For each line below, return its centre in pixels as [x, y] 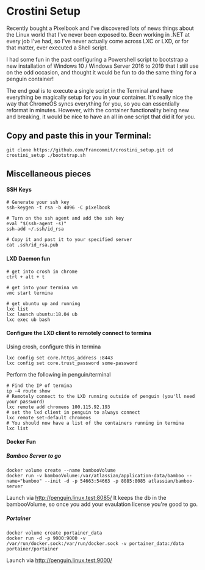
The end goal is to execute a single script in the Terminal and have [90, 90]
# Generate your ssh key [38, 203]
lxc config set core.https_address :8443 [60, 358]
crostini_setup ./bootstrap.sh [46, 155]
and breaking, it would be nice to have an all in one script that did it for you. [101, 117]
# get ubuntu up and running [43, 303]
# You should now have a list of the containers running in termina [95, 423]
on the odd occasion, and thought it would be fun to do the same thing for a [101, 72]
